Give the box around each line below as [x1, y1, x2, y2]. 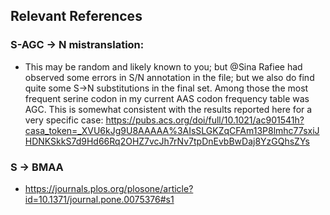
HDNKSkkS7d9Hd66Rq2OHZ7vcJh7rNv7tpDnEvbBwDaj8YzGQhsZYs [24, 135, 310, 147]
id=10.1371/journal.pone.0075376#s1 [24, 193, 175, 205]
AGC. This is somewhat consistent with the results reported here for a [24, 103, 313, 115]
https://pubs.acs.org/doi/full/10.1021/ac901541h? [105, 114, 305, 126]
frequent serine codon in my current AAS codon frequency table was [24, 92, 310, 104]
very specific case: [24, 114, 104, 126]
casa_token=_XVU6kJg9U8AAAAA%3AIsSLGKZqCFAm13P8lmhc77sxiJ [24, 124, 320, 136]
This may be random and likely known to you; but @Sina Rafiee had [24, 60, 303, 73]
